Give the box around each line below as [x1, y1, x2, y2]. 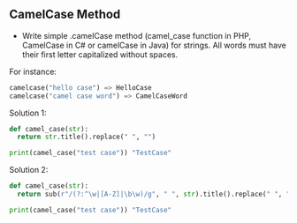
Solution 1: [9, 108, 47, 118]
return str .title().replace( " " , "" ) [17, 132, 156, 142]
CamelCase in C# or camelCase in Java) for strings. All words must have [21, 40, 287, 50]
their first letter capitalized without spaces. [21, 48, 179, 60]
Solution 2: [9, 165, 49, 175]
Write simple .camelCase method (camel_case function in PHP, [21, 30, 252, 41]
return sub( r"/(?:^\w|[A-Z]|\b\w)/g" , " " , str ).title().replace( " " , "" [17, 190, 294, 199]
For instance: [9, 66, 57, 77]
